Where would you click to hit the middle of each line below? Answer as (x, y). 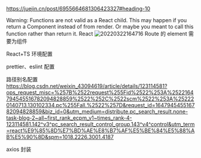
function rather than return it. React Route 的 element (97, 34)
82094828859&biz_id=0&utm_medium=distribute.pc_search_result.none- (97, 111)
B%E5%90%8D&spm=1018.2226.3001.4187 (60, 137)
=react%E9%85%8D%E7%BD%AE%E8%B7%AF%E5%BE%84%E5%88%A (100, 130)
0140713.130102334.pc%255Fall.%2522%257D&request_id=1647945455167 (100, 105)
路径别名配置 (22, 79)
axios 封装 (19, 149)
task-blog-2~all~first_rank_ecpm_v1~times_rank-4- (69, 118)
